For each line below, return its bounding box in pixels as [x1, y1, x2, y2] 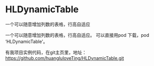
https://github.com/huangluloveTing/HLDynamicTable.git [5, 55, 124, 61]
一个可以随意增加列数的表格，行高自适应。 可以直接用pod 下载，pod [5, 32, 149, 38]
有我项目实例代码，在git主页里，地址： [5, 49, 87, 55]
